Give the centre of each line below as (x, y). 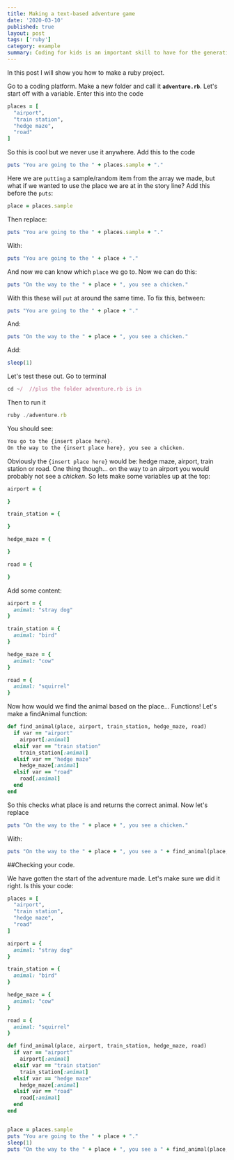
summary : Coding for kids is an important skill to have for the (104, 53)
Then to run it (27, 402)
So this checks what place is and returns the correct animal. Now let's (108, 805)
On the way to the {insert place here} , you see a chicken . (96, 448)
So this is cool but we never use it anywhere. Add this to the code (101, 152)
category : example (34, 46)
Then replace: (27, 219)
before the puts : (30, 193)
